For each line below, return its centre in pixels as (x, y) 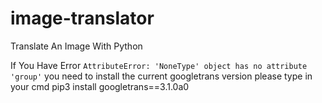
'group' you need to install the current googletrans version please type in (161, 76)
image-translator (82, 18)
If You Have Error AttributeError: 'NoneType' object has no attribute (159, 65)
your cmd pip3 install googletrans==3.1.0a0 (100, 86)
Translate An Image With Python (76, 46)
